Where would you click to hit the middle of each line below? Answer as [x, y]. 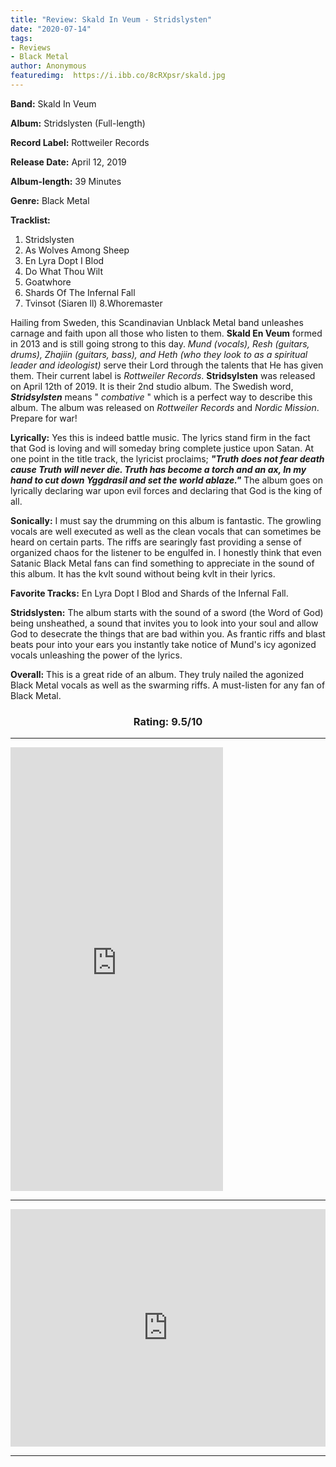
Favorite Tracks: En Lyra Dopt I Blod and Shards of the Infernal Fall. [149, 593]
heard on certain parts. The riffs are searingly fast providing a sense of [156, 542]
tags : [21, 38]
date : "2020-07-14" [51, 29]
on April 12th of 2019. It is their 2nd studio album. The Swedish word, [152, 386]
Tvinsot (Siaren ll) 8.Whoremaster [93, 303]
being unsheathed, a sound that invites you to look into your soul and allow [164, 623]
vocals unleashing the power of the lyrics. [96, 655]
